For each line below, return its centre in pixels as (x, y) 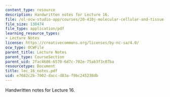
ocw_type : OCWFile (25, 47)
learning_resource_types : (32, 33)
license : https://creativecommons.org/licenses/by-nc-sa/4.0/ (72, 43)
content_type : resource (30, 10)
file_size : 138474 (25, 24)
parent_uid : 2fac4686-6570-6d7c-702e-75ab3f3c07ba (60, 62)
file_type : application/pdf (35, 29)
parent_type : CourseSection (35, 57)
